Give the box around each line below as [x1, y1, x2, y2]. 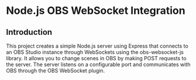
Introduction [6, 27, 53, 37]
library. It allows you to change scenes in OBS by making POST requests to [6, 55, 187, 61]
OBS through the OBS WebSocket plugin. [6, 67, 105, 74]
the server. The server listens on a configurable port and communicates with [6, 61, 191, 68]
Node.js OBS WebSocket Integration [6, 4, 185, 17]
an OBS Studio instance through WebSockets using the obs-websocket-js [6, 49, 184, 56]
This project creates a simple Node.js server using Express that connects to [6, 42, 188, 49]
